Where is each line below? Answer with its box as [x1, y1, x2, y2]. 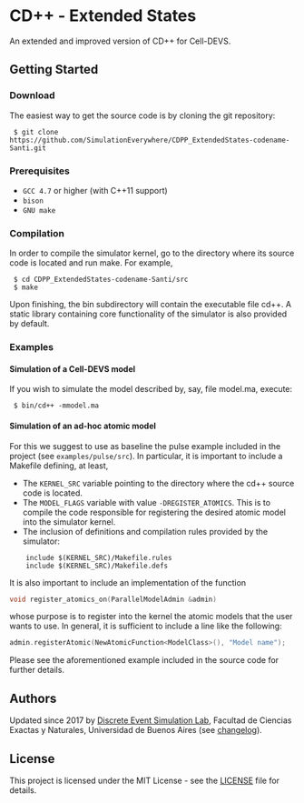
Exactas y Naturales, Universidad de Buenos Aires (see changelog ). [9, 725, 263, 736]
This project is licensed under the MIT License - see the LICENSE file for [9, 775, 279, 786]
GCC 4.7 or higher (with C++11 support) [22, 185, 168, 196]
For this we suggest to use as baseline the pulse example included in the [9, 440, 281, 451]
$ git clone [13, 127, 59, 136]
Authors [9, 690, 57, 706]
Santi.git [9, 143, 47, 153]
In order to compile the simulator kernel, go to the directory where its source [9, 247, 295, 259]
